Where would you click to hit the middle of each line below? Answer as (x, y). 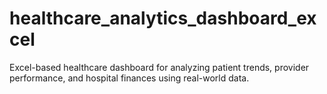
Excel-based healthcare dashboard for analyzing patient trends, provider (159, 67)
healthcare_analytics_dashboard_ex (163, 18)
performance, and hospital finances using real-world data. (129, 78)
